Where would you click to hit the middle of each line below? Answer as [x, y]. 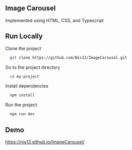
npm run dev [22, 114]
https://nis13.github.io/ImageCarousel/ [45, 142]
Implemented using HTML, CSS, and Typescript [55, 20]
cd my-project [24, 77]
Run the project [21, 105]
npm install [22, 95]
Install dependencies [27, 86]
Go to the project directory [33, 67]
